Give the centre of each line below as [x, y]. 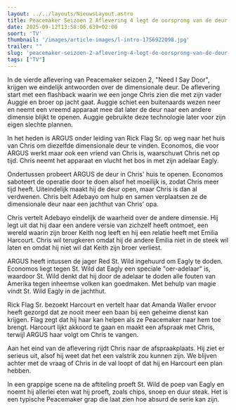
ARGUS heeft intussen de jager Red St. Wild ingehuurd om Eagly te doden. [115, 261]
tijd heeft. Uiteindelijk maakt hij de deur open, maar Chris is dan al [103, 189]
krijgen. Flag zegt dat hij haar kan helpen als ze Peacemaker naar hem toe [114, 319]
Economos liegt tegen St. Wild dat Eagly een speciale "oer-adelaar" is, [109, 269]
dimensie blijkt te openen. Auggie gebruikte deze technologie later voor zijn [117, 117]
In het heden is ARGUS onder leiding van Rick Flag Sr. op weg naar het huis [116, 138]
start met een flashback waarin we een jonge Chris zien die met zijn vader [114, 94]
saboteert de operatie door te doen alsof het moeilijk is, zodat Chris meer [113, 181]
